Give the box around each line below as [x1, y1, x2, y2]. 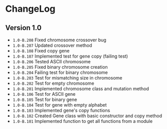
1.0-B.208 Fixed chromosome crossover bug [12, 37, 107, 43]
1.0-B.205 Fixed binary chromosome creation [12, 64, 108, 70]
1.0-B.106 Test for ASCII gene [12, 91, 76, 97]
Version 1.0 [5, 23, 42, 32]
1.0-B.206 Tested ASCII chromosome [12, 59, 91, 64]
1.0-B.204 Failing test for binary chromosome [12, 69, 108, 75]
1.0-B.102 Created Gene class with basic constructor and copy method [12, 113, 162, 119]
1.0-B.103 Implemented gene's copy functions [12, 108, 110, 113]
